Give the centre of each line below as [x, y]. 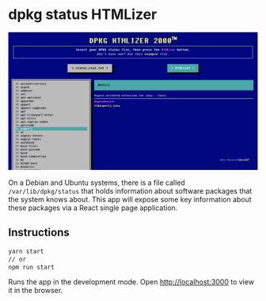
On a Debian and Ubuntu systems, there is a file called [97, 182]
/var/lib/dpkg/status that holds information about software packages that [130, 190]
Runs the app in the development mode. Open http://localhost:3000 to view [131, 282]
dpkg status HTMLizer [83, 15]
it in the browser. [36, 291]
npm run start [32, 267]
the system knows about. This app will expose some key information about [130, 199]
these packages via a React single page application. [93, 208]
